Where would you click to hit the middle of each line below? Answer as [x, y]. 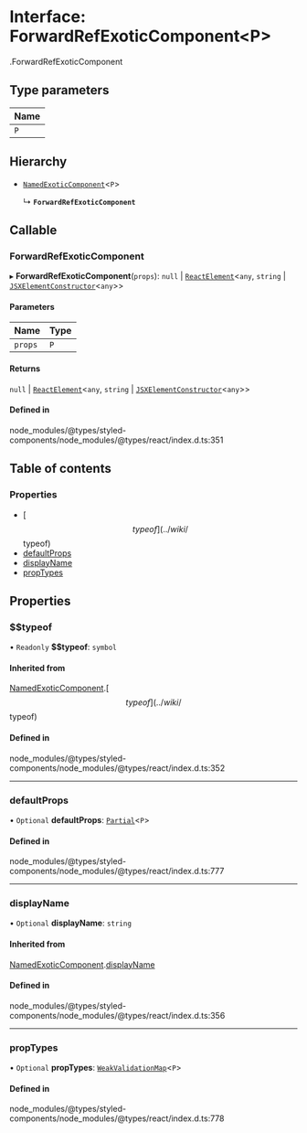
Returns [25, 369]
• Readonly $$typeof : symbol [63, 647]
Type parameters [59, 90]
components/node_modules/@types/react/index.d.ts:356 [117, 1015]
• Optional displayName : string [71, 923]
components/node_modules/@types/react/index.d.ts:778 [117, 1118]
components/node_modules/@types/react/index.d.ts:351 [116, 440]
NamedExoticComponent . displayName [82, 964]
